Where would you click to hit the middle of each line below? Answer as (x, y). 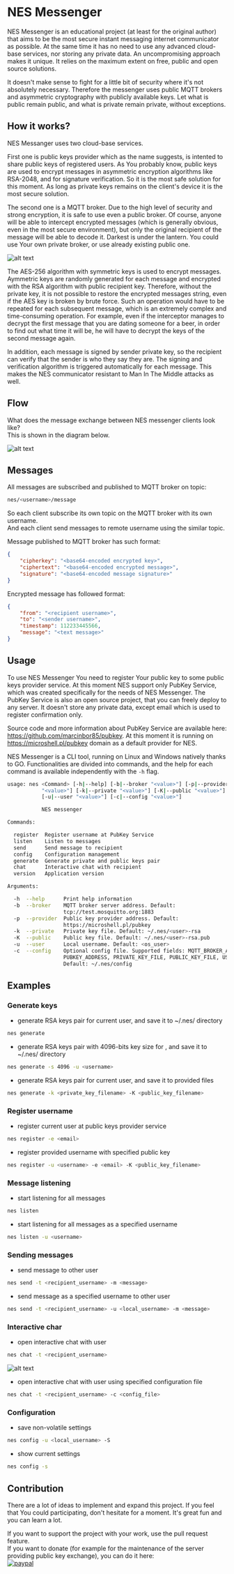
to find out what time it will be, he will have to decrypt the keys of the (106, 331)
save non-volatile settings (54, 1427)
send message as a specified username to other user (94, 1296)
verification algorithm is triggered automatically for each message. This (110, 366)
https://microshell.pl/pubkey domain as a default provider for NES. (102, 743)
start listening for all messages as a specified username (97, 1224)
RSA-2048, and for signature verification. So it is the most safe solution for (114, 179)
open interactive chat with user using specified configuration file (110, 1382)
